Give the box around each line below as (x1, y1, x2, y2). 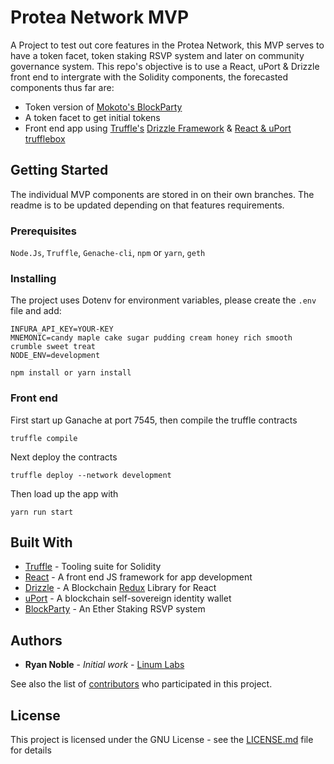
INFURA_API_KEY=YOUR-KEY (10, 324, 114, 335)
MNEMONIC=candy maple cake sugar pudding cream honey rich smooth (10, 333, 293, 343)
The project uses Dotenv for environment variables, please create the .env (10, 294, 317, 306)
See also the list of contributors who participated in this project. (10, 678, 273, 690)
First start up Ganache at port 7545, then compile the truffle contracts (10, 414, 298, 426)
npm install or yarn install (10, 368, 132, 378)
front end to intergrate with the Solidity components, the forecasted (10, 71, 289, 83)
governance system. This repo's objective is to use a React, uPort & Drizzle (10, 60, 320, 72)
